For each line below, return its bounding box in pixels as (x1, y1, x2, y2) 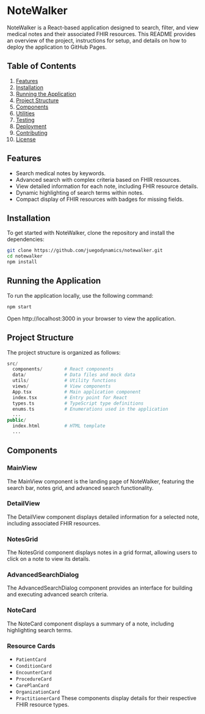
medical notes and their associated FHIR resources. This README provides (7, 30, 196, 37)
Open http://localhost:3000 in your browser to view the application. (7, 315, 176, 322)
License (15, 135, 36, 143)
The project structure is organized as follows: (7, 348, 121, 356)
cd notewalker (7, 253, 43, 259)
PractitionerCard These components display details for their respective (15, 694, 197, 702)
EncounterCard (15, 669, 52, 676)
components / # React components (12, 366, 114, 372)
